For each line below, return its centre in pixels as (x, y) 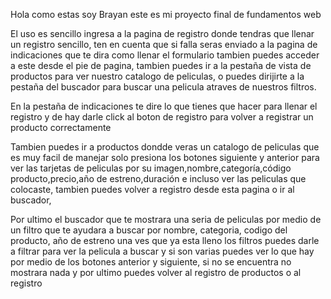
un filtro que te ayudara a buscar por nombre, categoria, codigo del (149, 230)
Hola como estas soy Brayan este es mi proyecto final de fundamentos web (166, 14)
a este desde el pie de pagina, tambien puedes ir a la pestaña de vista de (161, 65)
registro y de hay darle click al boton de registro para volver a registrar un (162, 117)
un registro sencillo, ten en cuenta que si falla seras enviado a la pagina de (164, 44)
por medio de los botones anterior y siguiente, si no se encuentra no (151, 262)
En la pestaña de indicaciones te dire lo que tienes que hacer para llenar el (164, 106)
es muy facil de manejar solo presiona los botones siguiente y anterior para (165, 157)
